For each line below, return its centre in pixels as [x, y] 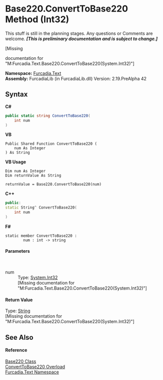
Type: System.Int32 [38, 277]
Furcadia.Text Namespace [32, 372]
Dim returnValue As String [33, 176]
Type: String [18, 311]
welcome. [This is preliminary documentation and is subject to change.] [81, 39]
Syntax [16, 94]
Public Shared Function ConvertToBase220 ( [51, 144]
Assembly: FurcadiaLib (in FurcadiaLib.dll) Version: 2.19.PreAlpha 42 [76, 78]
